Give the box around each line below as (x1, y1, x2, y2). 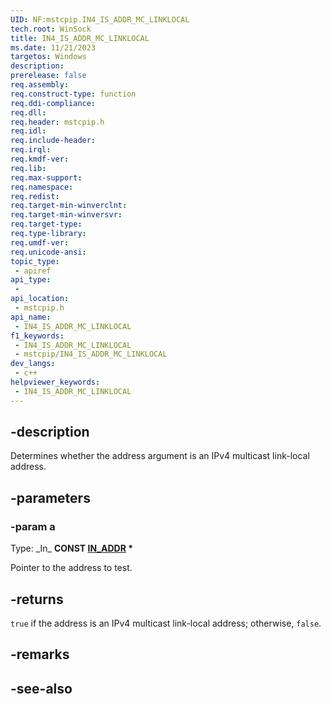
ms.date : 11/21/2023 (10, 42, 97, 53)
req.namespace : (10, 182, 74, 192)
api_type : (10, 275, 52, 285)
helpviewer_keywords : (10, 377, 101, 387)
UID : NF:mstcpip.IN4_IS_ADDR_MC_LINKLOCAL (10, 14, 190, 25)
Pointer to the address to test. (10, 562, 133, 574)
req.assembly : (10, 80, 70, 90)
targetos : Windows (10, 52, 87, 62)
